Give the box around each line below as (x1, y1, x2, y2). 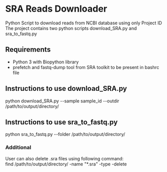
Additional (5, 144, 31, 151)
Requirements (5, 45, 51, 54)
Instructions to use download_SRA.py (5, 84, 127, 93)
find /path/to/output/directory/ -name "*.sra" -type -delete (5, 161, 127, 167)
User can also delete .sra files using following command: (5, 155, 124, 161)
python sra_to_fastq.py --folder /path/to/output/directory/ (5, 131, 125, 137)
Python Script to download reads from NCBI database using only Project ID (5, 20, 162, 26)
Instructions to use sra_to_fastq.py (5, 118, 118, 126)
